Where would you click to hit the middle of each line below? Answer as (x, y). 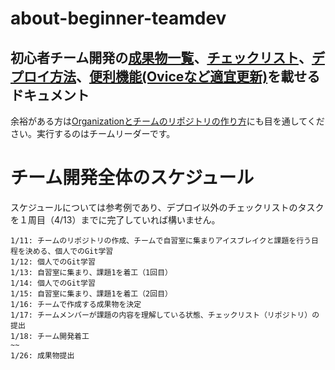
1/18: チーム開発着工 (50, 336)
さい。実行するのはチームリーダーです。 (93, 133)
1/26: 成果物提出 (42, 355)
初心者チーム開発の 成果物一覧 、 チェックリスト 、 (161, 57)
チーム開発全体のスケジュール (132, 178)
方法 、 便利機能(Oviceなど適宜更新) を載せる (185, 76)
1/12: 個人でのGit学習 (53, 262)
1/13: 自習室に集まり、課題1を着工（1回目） (91, 272)
